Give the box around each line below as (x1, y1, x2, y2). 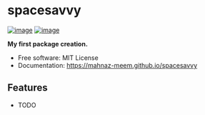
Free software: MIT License (17, 53, 99, 62)
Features (7, 81, 48, 94)
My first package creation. (7, 39, 88, 48)
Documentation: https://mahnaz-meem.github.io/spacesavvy (17, 61, 198, 69)
